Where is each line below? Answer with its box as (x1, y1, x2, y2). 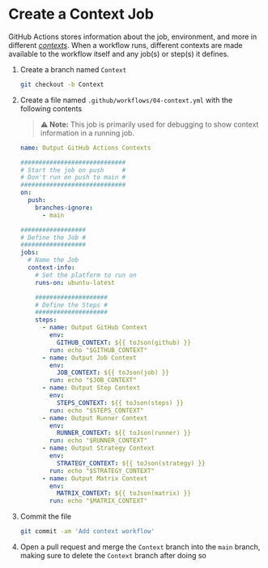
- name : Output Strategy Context (41, 444, 155, 453)
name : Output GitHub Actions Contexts (19, 144, 151, 152)
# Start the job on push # (19, 166, 126, 174)
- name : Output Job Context (41, 354, 137, 362)
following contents (19, 103, 83, 114)
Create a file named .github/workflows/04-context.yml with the (19, 95, 233, 105)
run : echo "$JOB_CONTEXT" (49, 377, 137, 385)
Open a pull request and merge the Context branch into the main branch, (19, 542, 261, 552)
